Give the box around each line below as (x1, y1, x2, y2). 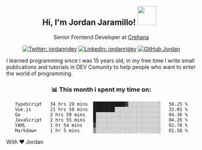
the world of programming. (6, 70, 73, 77)
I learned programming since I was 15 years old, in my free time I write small (6, 57, 195, 64)
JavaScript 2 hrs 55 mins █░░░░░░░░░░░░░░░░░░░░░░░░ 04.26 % (14, 117, 188, 123)
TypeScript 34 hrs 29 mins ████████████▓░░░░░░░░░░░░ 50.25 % (14, 101, 188, 108)
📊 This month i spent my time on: (51, 85, 152, 94)
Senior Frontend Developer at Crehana (53, 33, 150, 41)
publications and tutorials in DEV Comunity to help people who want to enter (6, 63, 196, 70)
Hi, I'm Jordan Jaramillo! (42, 18, 136, 28)
